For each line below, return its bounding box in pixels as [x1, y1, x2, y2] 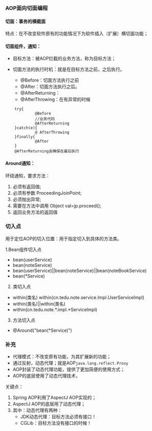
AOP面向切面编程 [5, 4, 48, 11]
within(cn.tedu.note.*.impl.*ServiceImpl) [12, 306, 98, 312]
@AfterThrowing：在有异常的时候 [20, 96, 91, 103]
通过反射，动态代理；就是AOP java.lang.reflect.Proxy [12, 360, 129, 366]
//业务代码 [35, 117, 55, 122]
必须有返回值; [12, 183, 42, 190]
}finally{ [14, 134, 36, 140]
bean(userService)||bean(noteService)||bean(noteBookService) [12, 267, 147, 274]
